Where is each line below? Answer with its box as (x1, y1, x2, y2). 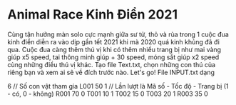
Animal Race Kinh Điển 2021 (7, 6, 178, 23)
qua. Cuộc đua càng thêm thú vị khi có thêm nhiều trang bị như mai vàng (7, 45, 222, 54)
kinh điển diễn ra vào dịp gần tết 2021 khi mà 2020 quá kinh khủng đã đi (7, 37, 220, 46)
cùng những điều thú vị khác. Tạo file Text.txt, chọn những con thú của (7, 60, 216, 69)
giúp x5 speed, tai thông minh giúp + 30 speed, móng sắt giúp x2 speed (7, 53, 220, 61)
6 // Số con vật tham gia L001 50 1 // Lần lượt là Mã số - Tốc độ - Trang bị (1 (7, 81, 229, 90)
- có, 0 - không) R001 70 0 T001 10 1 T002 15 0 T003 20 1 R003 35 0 (7, 89, 208, 98)
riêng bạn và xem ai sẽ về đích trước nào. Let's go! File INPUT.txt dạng (7, 68, 215, 76)
